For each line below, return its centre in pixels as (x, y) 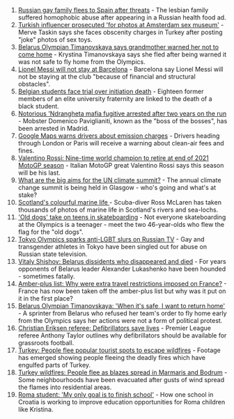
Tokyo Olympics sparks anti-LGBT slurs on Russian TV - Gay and (111, 239)
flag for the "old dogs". (51, 232)
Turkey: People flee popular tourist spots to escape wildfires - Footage (119, 350)
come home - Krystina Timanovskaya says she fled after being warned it (122, 54)
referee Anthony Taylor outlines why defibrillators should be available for (122, 335)
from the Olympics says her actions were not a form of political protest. (120, 321)
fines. (26, 150)
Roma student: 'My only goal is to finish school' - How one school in (116, 395)
